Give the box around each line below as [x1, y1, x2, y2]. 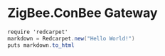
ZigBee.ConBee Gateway [7, 5, 158, 21]
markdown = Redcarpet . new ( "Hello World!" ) [7, 35, 135, 42]
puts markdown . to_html [7, 41, 75, 49]
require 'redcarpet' [7, 28, 69, 35]
